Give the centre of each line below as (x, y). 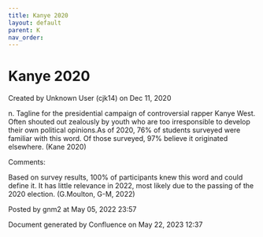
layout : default (35, 23)
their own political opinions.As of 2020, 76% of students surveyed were (124, 130)
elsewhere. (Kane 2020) (47, 147)
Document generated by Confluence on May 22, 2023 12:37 (106, 224)
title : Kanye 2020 (38, 15)
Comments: (27, 162)
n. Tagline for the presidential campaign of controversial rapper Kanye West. (132, 113)
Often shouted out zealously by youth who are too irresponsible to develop (129, 122)
